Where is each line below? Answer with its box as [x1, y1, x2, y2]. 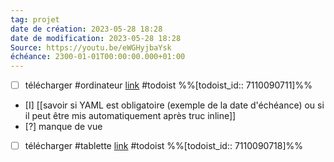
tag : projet [10, 14, 60, 25]
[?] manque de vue [24, 121, 103, 133]
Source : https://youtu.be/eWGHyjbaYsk [10, 42, 172, 53]
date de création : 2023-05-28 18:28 [10, 24, 163, 34]
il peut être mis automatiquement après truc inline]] [24, 110, 237, 122]
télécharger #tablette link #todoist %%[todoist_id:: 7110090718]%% [24, 140, 304, 152]
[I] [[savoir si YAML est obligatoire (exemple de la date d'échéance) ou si [24, 99, 325, 111]
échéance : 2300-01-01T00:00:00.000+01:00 [10, 52, 186, 62]
